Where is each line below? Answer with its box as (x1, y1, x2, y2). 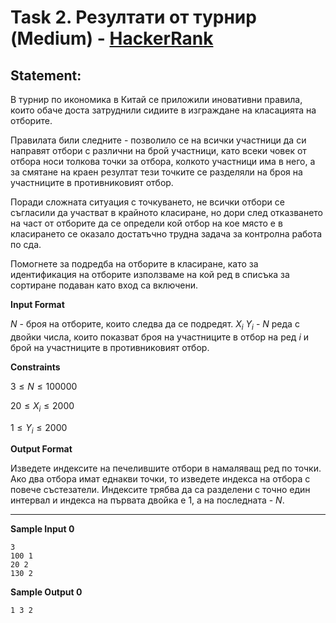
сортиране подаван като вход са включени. (10, 279, 199, 291)
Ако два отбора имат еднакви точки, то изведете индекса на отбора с (10, 473, 311, 485)
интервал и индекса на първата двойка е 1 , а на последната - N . (10, 494, 285, 506)
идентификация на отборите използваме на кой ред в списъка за (10, 269, 290, 280)
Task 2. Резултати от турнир (10, 6, 257, 29)
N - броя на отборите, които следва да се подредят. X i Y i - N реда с (10, 318, 300, 332)
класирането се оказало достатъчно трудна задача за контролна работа (10, 228, 323, 240)
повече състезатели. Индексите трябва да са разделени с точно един (10, 484, 311, 496)
